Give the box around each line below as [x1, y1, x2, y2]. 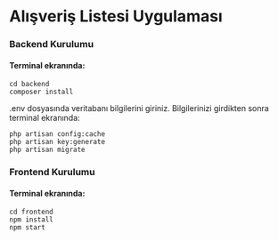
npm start [9, 223, 46, 232]
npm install [9, 215, 53, 224]
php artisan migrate [9, 145, 86, 155]
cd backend [9, 80, 50, 89]
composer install [9, 87, 74, 97]
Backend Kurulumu [9, 38, 94, 51]
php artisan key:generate [9, 138, 105, 147]
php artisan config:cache [9, 130, 105, 139]
